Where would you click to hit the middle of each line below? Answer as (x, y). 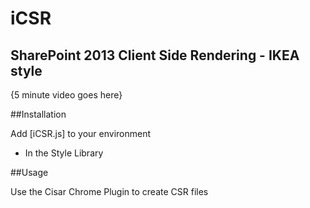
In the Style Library (64, 153)
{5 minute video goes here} (66, 95)
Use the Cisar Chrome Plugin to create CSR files (109, 191)
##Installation (38, 114)
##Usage (29, 172)
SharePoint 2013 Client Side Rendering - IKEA (155, 55)
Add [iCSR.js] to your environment (81, 133)
